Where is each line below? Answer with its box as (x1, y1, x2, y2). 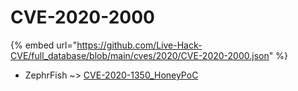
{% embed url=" (10, 39, 78, 51)
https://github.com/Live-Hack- (76, 39, 203, 51)
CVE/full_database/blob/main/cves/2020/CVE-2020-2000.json (10, 49, 270, 61)
